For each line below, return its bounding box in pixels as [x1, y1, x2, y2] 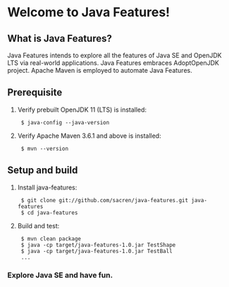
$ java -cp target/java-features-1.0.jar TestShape [20, 241, 176, 248]
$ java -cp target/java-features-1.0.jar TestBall [20, 247, 173, 254]
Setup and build [7, 164, 78, 177]
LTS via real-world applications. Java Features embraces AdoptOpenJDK [7, 59, 220, 67]
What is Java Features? [7, 33, 113, 45]
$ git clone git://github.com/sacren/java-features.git [20, 197, 189, 204]
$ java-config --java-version [20, 119, 110, 126]
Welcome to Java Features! [7, 4, 171, 20]
